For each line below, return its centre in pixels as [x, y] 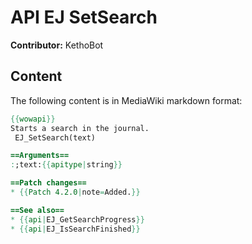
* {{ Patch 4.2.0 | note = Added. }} [75, 192]
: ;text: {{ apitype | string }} [66, 165]
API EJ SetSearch [84, 17]
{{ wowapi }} [33, 119]
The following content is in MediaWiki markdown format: [126, 100]
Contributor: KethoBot [57, 45]
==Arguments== [40, 156]
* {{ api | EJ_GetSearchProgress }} [77, 219]
